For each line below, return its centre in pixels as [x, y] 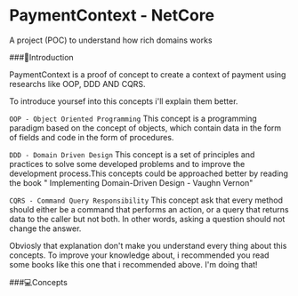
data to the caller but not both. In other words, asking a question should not [147, 219]
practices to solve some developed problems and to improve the [127, 164]
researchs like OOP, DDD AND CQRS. [77, 84]
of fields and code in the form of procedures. [92, 137]
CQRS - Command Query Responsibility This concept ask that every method [146, 200]
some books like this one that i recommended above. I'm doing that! [133, 264]
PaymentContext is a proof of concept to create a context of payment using [148, 74]
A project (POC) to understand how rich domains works [111, 40]
